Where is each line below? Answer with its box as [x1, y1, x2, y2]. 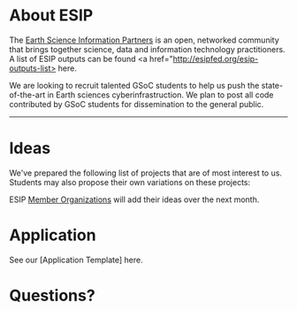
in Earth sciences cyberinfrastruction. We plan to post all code [47, 89, 274, 100]
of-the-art [9, 89, 46, 100]
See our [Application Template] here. [9, 254, 143, 265]
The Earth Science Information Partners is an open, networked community [9, 35, 280, 45]
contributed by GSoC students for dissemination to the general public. [9, 98, 264, 109]
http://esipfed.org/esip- [172, 53, 259, 64]
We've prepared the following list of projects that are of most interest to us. [9, 167, 283, 178]
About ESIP [9, 5, 94, 26]
